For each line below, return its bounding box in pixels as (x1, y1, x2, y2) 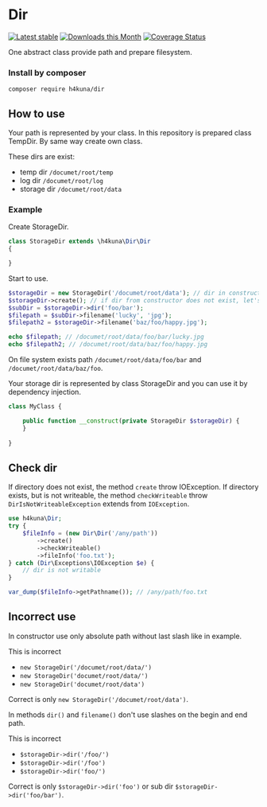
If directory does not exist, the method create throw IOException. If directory (8, 482, 259, 492)
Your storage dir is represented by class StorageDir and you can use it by (8, 379, 248, 388)
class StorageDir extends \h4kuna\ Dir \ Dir (8, 237, 151, 246)
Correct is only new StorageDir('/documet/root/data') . (8, 694, 189, 704)
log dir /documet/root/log (19, 176, 103, 185)
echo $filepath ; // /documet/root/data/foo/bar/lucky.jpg (8, 333, 204, 341)
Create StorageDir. (8, 222, 69, 232)
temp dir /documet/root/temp (19, 167, 114, 177)
